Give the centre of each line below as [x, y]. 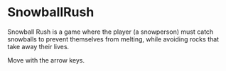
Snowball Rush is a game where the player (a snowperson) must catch [111, 32]
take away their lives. [38, 46]
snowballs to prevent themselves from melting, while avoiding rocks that [113, 39]
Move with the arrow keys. [46, 60]
